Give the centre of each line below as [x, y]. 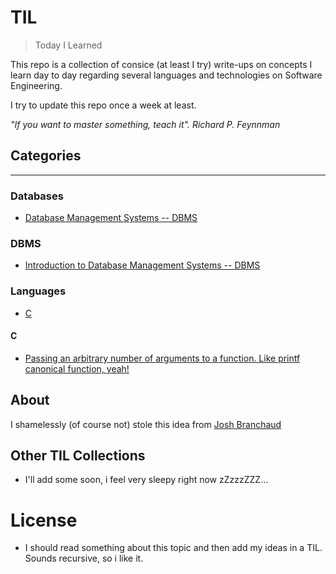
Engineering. [36, 85]
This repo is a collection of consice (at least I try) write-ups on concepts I [161, 64]
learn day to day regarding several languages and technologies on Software [166, 75]
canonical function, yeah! [77, 368]
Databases [37, 196]
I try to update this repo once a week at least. [103, 105]
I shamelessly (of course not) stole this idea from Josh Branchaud [146, 424]
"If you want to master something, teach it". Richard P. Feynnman [145, 124]
